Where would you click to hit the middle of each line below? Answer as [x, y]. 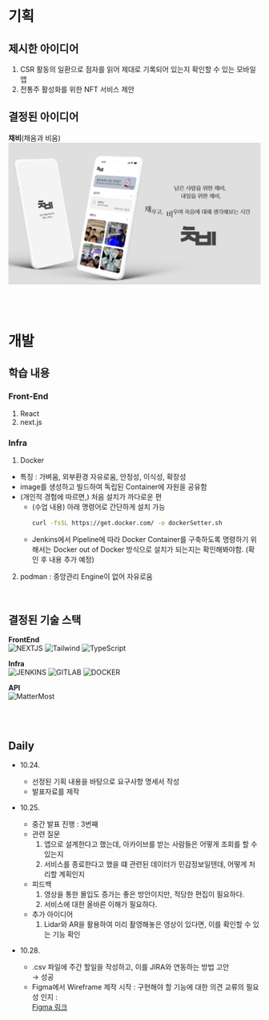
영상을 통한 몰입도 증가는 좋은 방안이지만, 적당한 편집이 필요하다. [144, 894]
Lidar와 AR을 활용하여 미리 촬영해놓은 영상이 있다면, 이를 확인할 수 [147, 924]
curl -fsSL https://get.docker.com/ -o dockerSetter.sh [127, 523]
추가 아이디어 [52, 914]
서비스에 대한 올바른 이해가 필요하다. [100, 904]
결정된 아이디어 [44, 117]
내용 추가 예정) [72, 560]
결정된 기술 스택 [45, 619]
